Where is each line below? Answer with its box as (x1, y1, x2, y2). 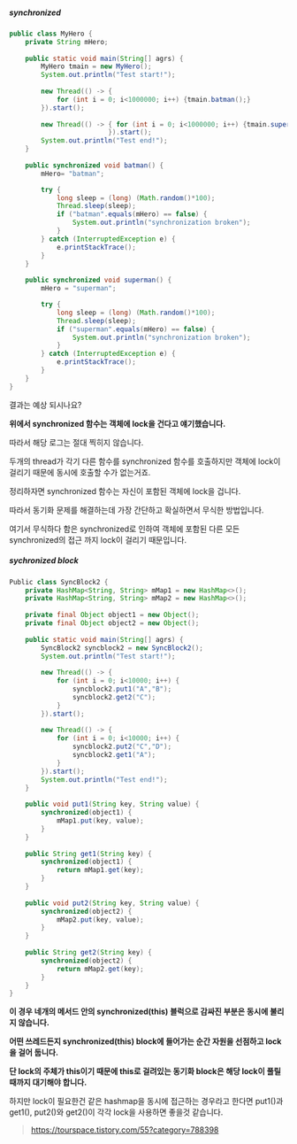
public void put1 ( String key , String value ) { (25, 800, 200, 809)
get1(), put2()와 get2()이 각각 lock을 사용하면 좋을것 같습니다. (9, 1107, 224, 1117)
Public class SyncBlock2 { (9, 577, 109, 586)
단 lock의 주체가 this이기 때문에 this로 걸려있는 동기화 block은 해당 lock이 (9, 1066, 265, 1077)
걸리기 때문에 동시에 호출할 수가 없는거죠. (9, 467, 151, 477)
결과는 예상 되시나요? (9, 399, 82, 410)
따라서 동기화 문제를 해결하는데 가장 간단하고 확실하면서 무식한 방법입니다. (9, 505, 264, 515)
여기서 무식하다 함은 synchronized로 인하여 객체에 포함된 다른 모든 (9, 523, 240, 534)
